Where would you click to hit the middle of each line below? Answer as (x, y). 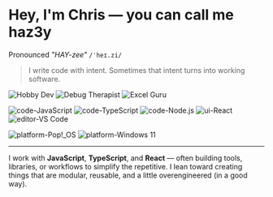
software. (44, 79)
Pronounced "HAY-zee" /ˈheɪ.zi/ (65, 54)
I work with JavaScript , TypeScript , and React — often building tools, (126, 158)
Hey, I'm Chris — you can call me (121, 15)
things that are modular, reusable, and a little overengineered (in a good (128, 175)
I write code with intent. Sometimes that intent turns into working (136, 70)
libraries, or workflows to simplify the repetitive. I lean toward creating (126, 166)
